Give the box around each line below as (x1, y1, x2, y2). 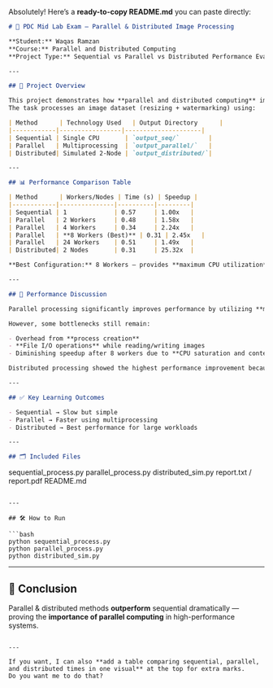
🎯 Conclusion (8, 581, 77, 595)
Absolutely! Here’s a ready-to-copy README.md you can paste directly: (8, 7, 252, 16)
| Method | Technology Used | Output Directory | (8, 119, 223, 127)
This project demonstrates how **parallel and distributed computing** (8, 97, 256, 105)
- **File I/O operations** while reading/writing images (8, 342, 206, 350)
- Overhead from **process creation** (8, 334, 140, 343)
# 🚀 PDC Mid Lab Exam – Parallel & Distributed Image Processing (8, 23, 234, 31)
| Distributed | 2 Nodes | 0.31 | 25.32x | (8, 246, 195, 255)
